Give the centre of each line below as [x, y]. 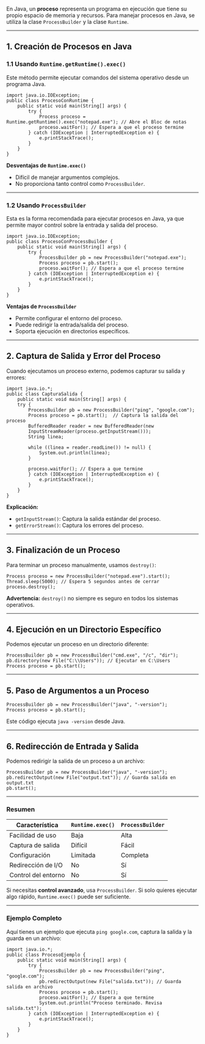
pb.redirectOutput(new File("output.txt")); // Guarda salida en [91, 778]
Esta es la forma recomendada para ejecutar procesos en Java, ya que [95, 218]
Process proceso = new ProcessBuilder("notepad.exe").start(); [88, 576]
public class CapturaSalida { [45, 394]
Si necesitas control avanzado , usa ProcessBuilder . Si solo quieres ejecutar [102, 890]
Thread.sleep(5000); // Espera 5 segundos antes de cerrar [83, 581]
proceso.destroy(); [31, 587]
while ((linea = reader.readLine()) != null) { [90, 447]
